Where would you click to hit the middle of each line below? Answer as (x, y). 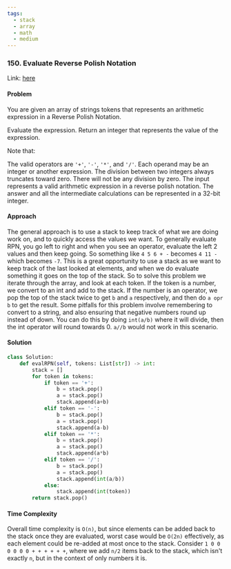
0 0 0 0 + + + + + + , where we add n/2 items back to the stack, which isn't (115, 551)
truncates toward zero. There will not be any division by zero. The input (108, 178)
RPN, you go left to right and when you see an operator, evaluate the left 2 (112, 246)
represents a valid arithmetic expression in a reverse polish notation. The (110, 186)
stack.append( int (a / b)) (91, 479)
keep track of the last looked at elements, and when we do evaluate (103, 268)
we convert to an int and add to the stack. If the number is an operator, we (112, 290)
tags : (15, 13)
